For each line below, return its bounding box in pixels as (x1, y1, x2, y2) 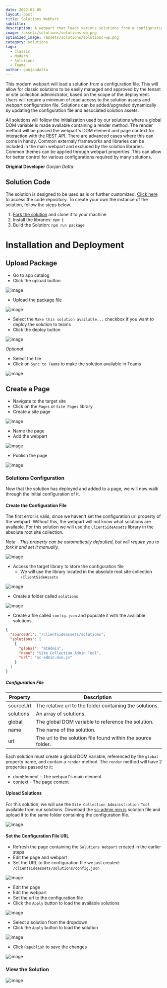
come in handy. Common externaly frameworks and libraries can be (5, 138, 144, 144)
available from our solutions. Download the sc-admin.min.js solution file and (5, 807, 161, 813)
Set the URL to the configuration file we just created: (12, 860, 120, 866)
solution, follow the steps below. (5, 202, 71, 208)
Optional (5, 346, 23, 352)
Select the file (12, 355, 42, 361)
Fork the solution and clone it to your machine (12, 211, 107, 217)
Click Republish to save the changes (12, 944, 87, 950)
